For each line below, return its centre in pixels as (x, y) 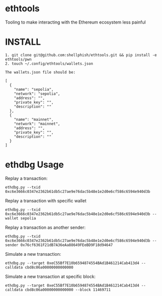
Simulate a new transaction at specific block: (50, 276)
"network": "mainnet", (37, 124)
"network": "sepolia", (37, 94)
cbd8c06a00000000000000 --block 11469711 (68, 290)
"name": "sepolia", (34, 89)
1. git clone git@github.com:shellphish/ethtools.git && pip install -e (81, 55)
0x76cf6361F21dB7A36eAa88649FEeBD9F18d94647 (67, 245)
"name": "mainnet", (34, 119)
